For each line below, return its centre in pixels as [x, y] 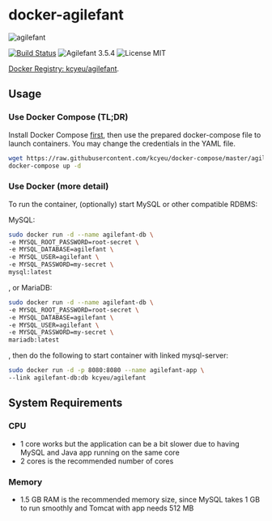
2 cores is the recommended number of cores [97, 461]
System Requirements [66, 403]
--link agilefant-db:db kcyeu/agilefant [78, 378]
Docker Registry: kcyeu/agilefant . [64, 68]
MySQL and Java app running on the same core [100, 452]
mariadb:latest [34, 340]
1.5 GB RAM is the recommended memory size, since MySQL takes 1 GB [140, 499]
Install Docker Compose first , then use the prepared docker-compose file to [135, 134]
